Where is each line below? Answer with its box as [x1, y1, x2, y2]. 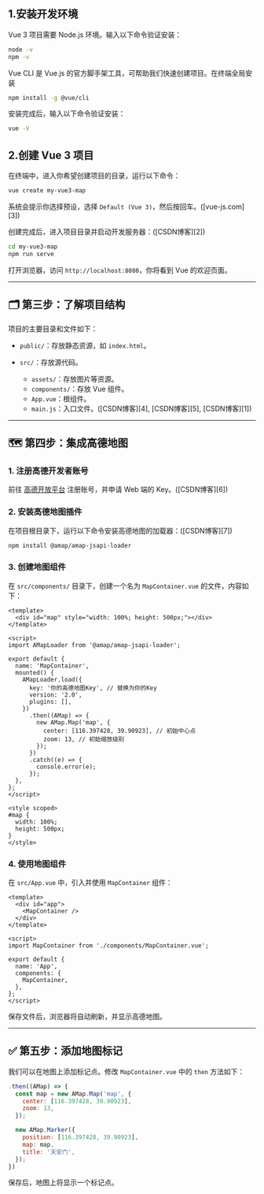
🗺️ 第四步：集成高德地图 [8, 436, 128, 449]
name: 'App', [15, 962, 58, 971]
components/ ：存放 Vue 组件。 [31, 384, 129, 393]
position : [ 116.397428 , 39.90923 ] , [22, 1133, 139, 1141]
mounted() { [15, 668, 55, 676]
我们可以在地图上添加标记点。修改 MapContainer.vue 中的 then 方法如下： [8, 1066, 245, 1076]
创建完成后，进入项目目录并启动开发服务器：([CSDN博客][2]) [8, 227, 206, 236]
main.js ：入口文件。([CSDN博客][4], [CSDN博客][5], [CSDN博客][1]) [31, 404, 252, 413]
